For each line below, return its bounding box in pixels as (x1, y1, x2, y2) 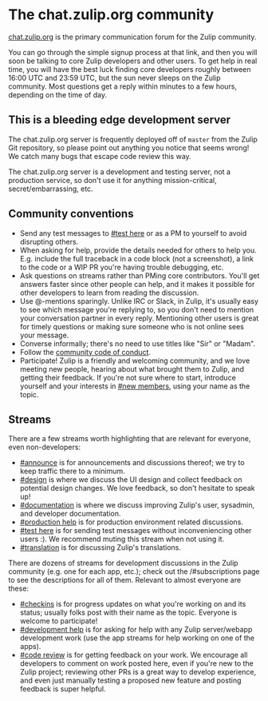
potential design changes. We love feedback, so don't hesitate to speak (19, 484, 255, 493)
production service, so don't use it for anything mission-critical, (8, 175, 217, 185)
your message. (19, 330, 69, 340)
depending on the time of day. (8, 90, 108, 99)
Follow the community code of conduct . (19, 347, 152, 356)
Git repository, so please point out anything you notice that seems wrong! (8, 142, 250, 153)
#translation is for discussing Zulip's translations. (19, 543, 182, 552)
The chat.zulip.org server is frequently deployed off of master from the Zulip (8, 134, 258, 144)
